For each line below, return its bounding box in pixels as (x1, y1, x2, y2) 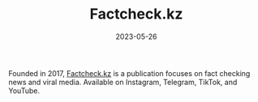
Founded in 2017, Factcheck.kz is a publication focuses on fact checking (8, 68, 251, 78)
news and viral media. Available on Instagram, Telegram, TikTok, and (8, 77, 238, 87)
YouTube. (8, 86, 41, 96)
